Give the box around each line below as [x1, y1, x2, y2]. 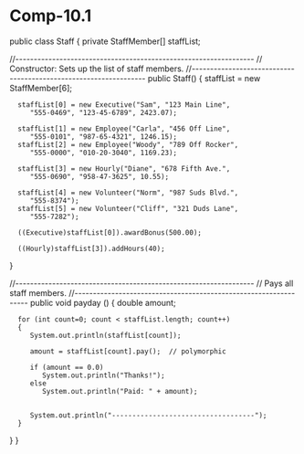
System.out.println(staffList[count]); [29, 331, 182, 340]
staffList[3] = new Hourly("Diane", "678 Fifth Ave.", [17, 164, 231, 174]
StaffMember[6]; [9, 82, 73, 93]
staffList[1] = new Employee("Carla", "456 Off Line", [17, 124, 231, 133]
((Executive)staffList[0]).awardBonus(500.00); [17, 227, 203, 238]
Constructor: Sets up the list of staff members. [9, 63, 184, 74]
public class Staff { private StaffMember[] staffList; [9, 36, 201, 47]
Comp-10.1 [9, 5, 92, 26]
